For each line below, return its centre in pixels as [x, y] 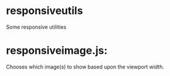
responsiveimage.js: [57, 51]
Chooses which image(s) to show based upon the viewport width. [85, 67]
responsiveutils [45, 11]
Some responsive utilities [36, 27]
